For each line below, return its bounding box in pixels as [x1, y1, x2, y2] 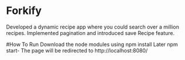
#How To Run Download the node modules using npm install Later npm [6, 41, 178, 48]
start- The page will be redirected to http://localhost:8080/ [6, 47, 148, 54]
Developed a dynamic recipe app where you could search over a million [6, 23, 180, 30]
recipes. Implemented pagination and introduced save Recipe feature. [6, 29, 175, 36]
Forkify [6, 4, 42, 17]
